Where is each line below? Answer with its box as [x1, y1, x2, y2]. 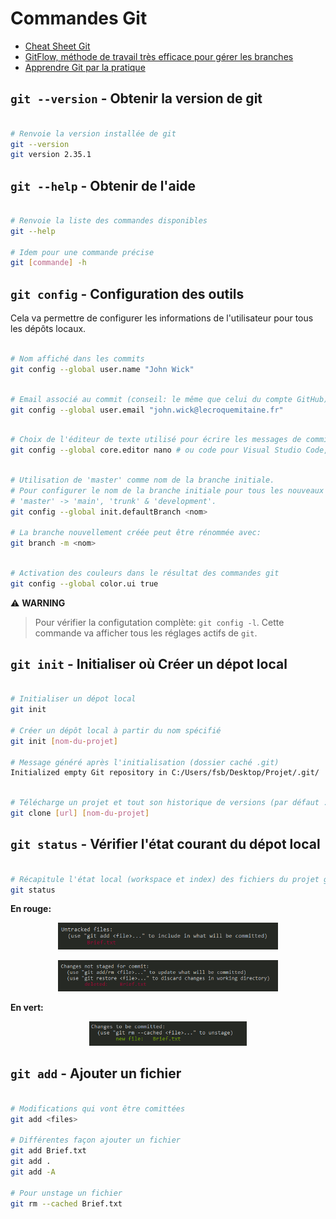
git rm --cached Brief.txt [10, 1198, 123, 1209]
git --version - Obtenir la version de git [10, 90, 263, 107]
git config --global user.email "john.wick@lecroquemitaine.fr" [10, 405, 284, 415]
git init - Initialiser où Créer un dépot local [10, 656, 288, 673]
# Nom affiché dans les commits [10, 354, 145, 364]
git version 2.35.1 [10, 150, 92, 160]
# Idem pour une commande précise [10, 247, 155, 257]
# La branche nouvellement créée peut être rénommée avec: [10, 528, 262, 538]
